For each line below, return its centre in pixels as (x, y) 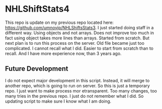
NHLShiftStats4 (37, 9)
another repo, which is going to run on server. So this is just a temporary (77, 86)
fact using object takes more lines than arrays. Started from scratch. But (77, 38)
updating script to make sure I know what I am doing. (58, 101)
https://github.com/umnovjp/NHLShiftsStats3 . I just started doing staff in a (80, 27)
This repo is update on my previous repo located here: (59, 22)
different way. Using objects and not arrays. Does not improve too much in (80, 33)
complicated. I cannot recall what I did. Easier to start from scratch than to (79, 48)
